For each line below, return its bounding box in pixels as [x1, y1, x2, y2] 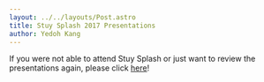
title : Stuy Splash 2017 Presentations [9, 21, 156, 30]
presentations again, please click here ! [9, 63, 150, 73]
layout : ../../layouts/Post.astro [9, 12, 137, 22]
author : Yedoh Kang [9, 29, 81, 38]
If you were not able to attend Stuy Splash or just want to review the [9, 54, 256, 64]
